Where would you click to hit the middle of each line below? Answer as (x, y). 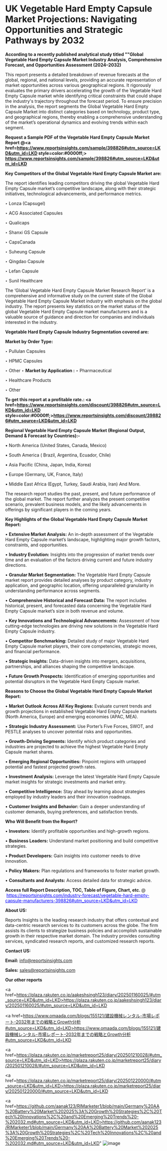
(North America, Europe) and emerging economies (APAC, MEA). (72, 716)
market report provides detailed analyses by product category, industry (79, 580)
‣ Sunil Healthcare (24, 280)
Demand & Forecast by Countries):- (43, 436)
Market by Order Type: (29, 341)
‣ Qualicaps (17, 223)
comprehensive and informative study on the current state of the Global (79, 295)
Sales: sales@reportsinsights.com (40, 970)
